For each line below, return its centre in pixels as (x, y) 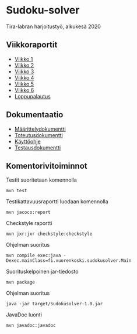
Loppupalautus (32, 96)
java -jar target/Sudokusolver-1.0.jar (55, 304)
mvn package (20, 282)
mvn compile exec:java (34, 255)
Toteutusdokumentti (38, 135)
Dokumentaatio (35, 115)
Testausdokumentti (38, 148)
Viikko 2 (24, 65)
